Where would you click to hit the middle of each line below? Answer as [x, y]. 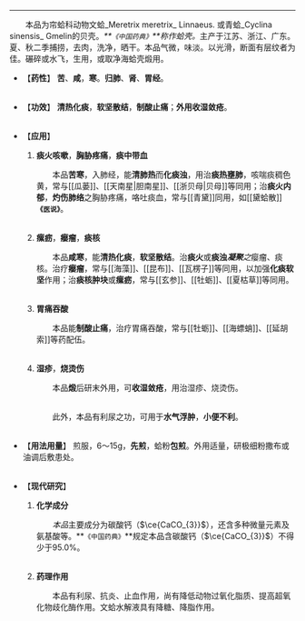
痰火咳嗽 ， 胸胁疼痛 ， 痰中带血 [92, 155]
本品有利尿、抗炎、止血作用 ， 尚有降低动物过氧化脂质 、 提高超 [167, 596]
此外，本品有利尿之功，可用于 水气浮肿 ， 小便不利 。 [148, 416]
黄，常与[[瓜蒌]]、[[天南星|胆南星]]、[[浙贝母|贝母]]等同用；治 [152, 186]
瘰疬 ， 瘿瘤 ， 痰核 [68, 238]
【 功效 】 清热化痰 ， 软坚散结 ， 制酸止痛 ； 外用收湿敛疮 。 [127, 107]
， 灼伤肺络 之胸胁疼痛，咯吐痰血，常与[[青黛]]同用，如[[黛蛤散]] [163, 197]
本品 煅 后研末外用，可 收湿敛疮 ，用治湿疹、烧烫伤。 [148, 388]
